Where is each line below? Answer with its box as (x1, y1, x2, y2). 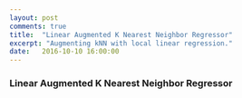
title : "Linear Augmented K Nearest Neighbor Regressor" (9, 30, 233, 39)
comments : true (9, 22, 67, 31)
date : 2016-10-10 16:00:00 (9, 47, 120, 56)
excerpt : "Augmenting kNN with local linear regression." (9, 38, 233, 48)
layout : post (9, 13, 59, 23)
